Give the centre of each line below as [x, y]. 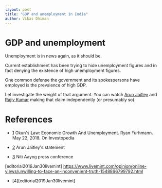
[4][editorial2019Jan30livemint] [44, 181]
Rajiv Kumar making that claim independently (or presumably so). [70, 100]
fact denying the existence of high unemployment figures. [63, 70]
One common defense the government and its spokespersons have [72, 80]
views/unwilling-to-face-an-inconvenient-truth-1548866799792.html [74, 171]
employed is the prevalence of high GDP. [46, 85]
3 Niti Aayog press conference [43, 157]
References [29, 119]
